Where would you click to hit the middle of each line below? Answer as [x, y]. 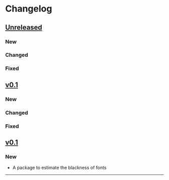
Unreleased [24, 27]
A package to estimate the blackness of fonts [59, 168]
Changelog [29, 9]
